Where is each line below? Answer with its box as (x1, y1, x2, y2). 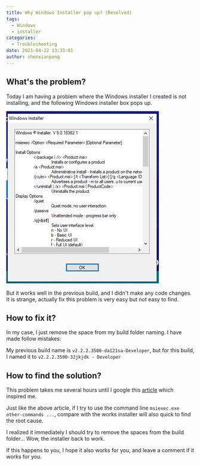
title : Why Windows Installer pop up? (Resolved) (6, 10, 133, 16)
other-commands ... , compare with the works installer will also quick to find (6, 411, 191, 418)
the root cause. (6, 417, 44, 425)
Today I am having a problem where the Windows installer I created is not (6, 93, 187, 100)
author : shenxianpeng (6, 54, 60, 60)
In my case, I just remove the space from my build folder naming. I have (6, 329, 182, 336)
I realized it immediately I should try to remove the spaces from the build (6, 429, 184, 436)
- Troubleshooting (11, 41, 58, 47)
